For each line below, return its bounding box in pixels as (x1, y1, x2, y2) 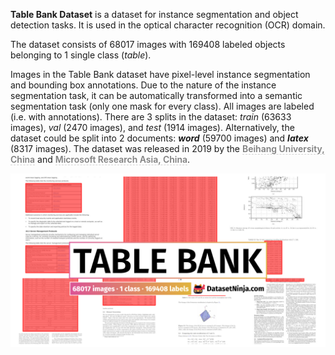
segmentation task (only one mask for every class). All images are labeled (10, 100, 315, 112)
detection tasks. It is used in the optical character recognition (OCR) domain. (10, 19, 326, 31)
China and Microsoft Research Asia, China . (10, 154, 191, 165)
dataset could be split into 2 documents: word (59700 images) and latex (10, 132, 309, 144)
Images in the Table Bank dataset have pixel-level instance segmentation (10, 69, 311, 80)
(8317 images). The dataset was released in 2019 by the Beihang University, (10, 143, 325, 154)
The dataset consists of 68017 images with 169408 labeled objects (10, 39, 286, 50)
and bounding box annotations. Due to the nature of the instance (10, 79, 277, 91)
